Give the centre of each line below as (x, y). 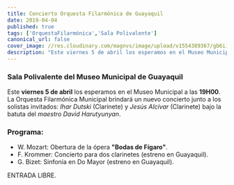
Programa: (25, 132)
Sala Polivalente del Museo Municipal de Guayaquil (95, 77)
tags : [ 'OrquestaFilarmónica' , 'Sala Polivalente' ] (82, 33)
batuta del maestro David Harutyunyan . (64, 114)
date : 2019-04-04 (32, 20)
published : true (31, 26)
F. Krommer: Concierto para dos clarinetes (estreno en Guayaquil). (113, 154)
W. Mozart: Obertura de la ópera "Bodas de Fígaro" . (93, 147)
